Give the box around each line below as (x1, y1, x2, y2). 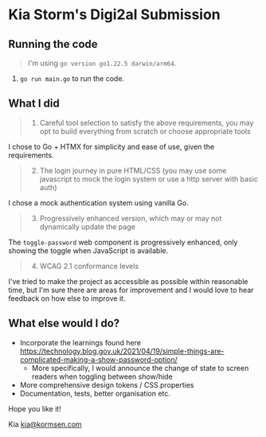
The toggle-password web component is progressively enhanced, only (8, 237, 238, 247)
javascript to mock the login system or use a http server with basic (39, 174, 259, 184)
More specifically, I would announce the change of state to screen (31, 363, 249, 373)
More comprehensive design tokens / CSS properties (19, 380, 194, 389)
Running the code (8, 37, 98, 51)
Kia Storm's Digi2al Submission (8, 6, 221, 24)
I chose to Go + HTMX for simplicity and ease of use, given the (8, 142, 215, 151)
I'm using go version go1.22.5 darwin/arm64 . (27, 58, 177, 68)
